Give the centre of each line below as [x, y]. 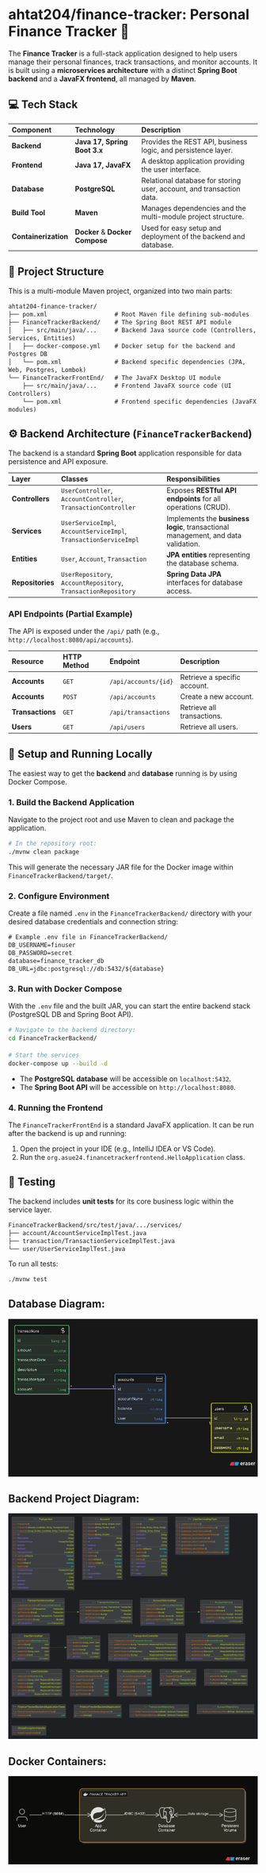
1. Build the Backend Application [71, 802]
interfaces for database [204, 583]
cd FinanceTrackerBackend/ [53, 1038]
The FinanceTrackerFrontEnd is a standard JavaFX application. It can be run [131, 1125]
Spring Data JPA [194, 574]
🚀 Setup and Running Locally [80, 754]
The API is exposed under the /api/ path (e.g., [84, 631]
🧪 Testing [32, 1182]
